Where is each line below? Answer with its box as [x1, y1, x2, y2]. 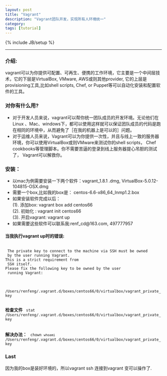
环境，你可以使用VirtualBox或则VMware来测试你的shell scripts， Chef [12, 139, 157, 145]
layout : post [5, 7, 32, 12]
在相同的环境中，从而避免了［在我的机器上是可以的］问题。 [12, 127, 135, 133]
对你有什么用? [5, 102, 39, 109]
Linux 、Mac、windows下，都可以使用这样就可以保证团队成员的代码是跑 [12, 121, 161, 127]
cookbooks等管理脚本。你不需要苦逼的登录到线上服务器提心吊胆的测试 [12, 146, 158, 152]
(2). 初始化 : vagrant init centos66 [12, 208, 82, 214]
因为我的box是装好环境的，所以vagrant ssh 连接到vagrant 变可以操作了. [5, 365, 152, 371]
